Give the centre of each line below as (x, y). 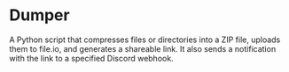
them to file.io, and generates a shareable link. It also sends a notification (143, 48)
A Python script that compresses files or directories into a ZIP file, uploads (145, 40)
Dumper (39, 15)
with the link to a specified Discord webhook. (92, 58)
